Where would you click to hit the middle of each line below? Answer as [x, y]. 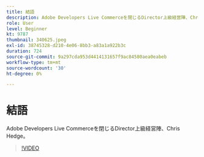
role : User [20, 23]
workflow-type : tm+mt [34, 62]
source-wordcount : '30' [36, 68]
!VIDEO [30, 148]
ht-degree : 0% [24, 74]
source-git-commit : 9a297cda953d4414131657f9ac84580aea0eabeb [87, 57]
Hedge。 [17, 136]
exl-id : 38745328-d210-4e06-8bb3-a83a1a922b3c [66, 46]
